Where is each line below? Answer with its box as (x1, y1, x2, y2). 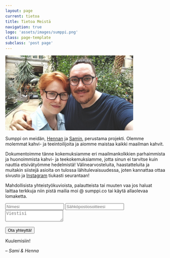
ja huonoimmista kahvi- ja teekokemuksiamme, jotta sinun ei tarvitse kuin (5, 156, 158, 162)
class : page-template (5, 35, 51, 40)
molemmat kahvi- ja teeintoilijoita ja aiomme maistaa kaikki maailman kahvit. (5, 141, 164, 147)
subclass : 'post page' (5, 41, 53, 46)
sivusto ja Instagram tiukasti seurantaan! (5, 172, 90, 178)
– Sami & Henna (5, 247, 39, 253)
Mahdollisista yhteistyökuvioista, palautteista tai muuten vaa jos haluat (5, 182, 152, 188)
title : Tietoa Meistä (5, 19, 51, 24)
